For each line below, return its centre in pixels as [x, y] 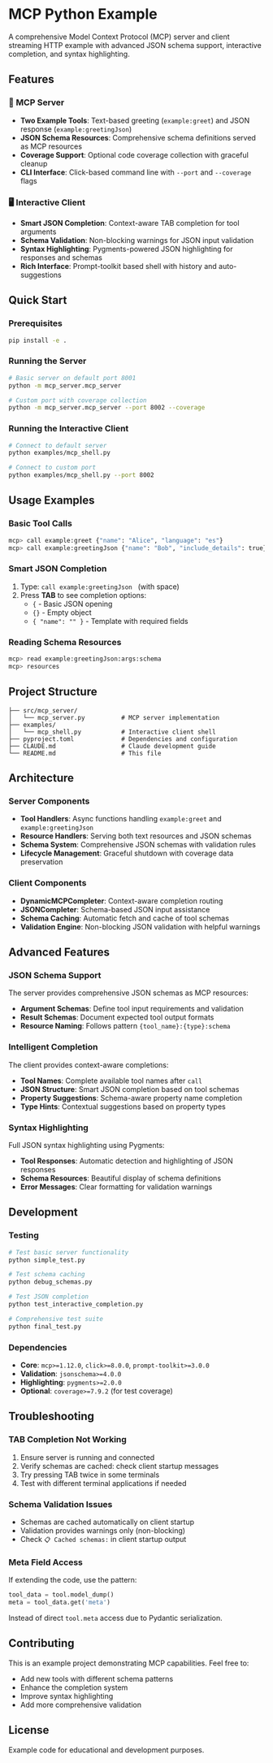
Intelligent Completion [53, 1047]
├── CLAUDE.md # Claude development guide [113, 746]
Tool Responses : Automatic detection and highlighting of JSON [126, 1161]
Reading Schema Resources [65, 642]
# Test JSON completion [49, 1297]
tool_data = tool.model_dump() [61, 1595]
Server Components [49, 801]
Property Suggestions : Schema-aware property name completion [131, 1098]
